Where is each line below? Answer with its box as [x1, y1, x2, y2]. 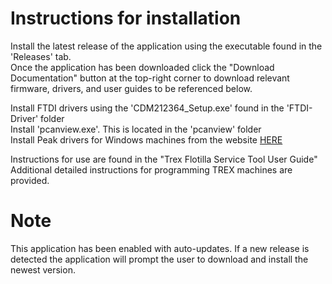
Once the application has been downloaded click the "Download [10, 61, 275, 73]
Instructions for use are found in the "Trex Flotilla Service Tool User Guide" [10, 153, 318, 165]
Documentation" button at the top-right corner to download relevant [10, 72, 290, 84]
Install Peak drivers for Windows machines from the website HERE [10, 133, 283, 146]
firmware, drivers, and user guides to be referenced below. [10, 82, 253, 94]
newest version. [10, 263, 76, 276]
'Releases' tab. [10, 50, 72, 62]
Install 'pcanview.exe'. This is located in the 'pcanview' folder [10, 123, 262, 135]
